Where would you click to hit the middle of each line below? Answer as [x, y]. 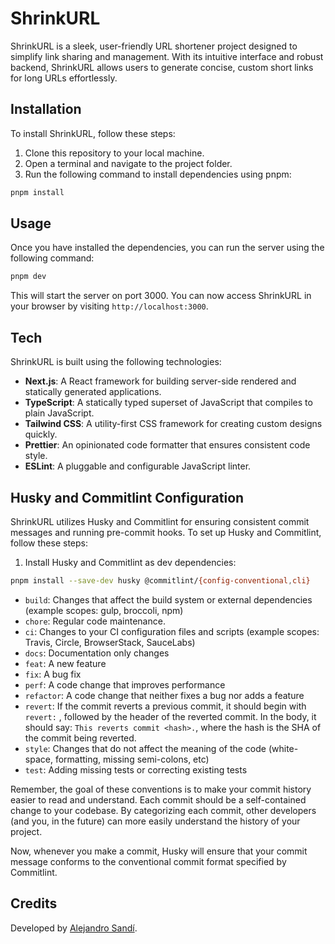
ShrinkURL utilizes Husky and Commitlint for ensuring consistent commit [160, 521]
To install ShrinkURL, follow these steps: [93, 133]
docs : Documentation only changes [97, 653]
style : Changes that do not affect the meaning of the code [145, 748]
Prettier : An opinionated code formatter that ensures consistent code [167, 445]
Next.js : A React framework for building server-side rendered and [160, 381]
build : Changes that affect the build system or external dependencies [168, 599]
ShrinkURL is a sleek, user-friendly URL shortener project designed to [154, 46]
